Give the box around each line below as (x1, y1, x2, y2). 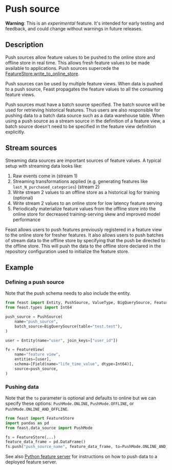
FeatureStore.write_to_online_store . (5, 70, 80, 77)
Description (5, 41, 44, 49)
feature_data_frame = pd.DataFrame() (5, 439, 86, 445)
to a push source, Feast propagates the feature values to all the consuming (5, 86, 163, 92)
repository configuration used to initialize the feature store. (5, 248, 130, 255)
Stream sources (5, 143, 57, 152)
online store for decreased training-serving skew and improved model (12, 211, 160, 217)
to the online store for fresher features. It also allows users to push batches (5, 232, 164, 238)
